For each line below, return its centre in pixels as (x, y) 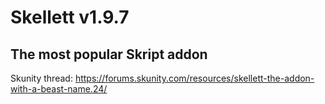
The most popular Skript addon (109, 54)
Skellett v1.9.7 (70, 17)
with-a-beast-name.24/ (59, 89)
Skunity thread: (41, 78)
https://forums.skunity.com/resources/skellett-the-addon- (194, 78)
